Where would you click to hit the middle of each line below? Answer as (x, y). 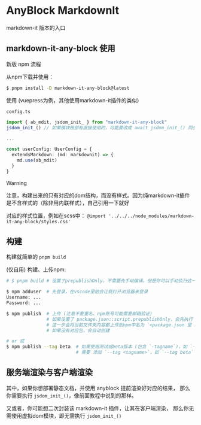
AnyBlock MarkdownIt (63, 10)
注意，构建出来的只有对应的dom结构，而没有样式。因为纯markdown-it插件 (98, 195)
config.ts (19, 111)
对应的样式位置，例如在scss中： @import (56, 215)
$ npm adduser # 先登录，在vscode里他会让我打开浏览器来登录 (77, 292)
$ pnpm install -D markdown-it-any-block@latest (68, 88)
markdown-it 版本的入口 (36, 28)
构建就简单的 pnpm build (36, 257)
